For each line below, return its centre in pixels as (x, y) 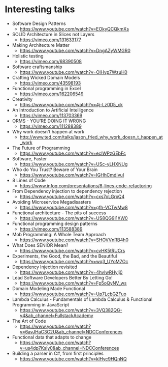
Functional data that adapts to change (52, 337)
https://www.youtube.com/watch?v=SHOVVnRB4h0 (74, 240)
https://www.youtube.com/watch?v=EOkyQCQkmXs (74, 29)
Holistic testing (28, 56)
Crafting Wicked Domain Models (46, 77)
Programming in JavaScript (41, 304)
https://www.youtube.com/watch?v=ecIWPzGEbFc (73, 153)
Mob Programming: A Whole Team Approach (59, 234)
